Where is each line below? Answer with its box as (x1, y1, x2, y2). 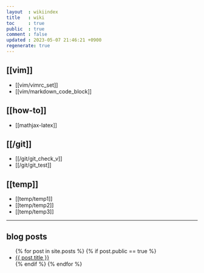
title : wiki (6, 15, 45, 21)
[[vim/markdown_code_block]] (15, 87, 92, 95)
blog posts (6, 231, 47, 241)
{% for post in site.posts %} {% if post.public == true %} (15, 247, 157, 255)
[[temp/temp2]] (15, 201, 54, 209)
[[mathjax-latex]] (15, 121, 58, 129)
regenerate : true (6, 43, 50, 49)
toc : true (6, 20, 45, 26)
